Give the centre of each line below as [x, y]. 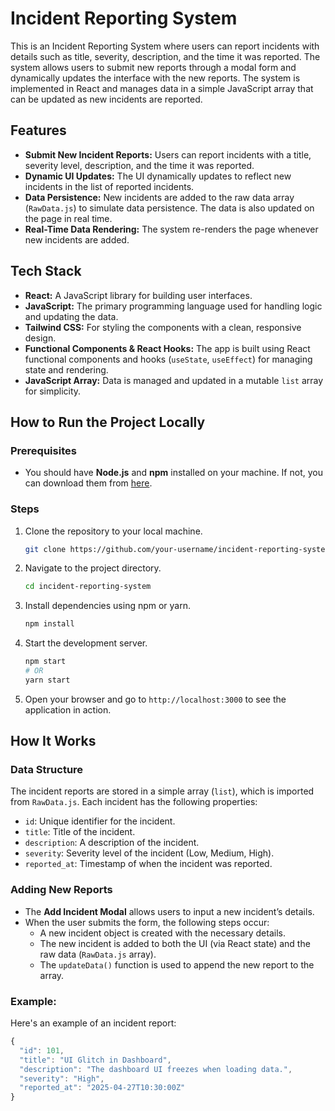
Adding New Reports [61, 890]
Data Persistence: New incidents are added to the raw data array [159, 197]
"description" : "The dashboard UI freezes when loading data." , [156, 1069]
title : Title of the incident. [80, 832]
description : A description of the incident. [112, 843]
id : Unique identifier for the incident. [100, 821]
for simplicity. [53, 391]
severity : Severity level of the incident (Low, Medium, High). [149, 853]
